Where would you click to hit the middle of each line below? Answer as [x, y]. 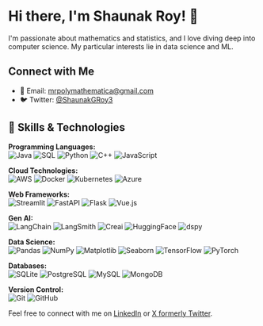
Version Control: [36, 290]
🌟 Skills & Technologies [67, 127]
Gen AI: [21, 218]
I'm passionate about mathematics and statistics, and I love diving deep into [132, 38]
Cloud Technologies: [43, 171]
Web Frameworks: [39, 194]
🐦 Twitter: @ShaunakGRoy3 [66, 99]
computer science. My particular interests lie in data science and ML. [121, 46]
